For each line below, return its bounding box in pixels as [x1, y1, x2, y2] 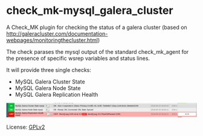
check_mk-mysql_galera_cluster [6, 4, 173, 18]
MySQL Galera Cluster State [14, 78, 86, 85]
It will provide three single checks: [6, 66, 92, 73]
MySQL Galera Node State [14, 84, 81, 91]
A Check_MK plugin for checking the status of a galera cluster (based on [6, 24, 187, 31]
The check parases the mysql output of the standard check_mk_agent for [6, 48, 189, 55]
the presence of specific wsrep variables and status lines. [6, 54, 150, 62]
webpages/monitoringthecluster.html [6, 36, 98, 44]
